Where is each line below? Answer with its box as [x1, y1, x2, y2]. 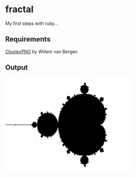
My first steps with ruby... [5, 20, 59, 26]
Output [5, 63, 28, 72]
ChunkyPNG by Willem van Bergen [5, 48, 78, 54]
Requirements [5, 35, 51, 44]
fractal [5, 4, 34, 15]
